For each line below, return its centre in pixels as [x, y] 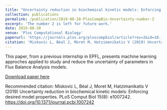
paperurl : [15, 38]
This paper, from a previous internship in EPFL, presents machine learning [81, 56]
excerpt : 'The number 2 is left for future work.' [59, 24]
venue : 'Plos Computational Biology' [44, 33]
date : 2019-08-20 [23, 28]
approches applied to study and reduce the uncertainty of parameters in [79, 61]
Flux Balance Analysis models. [36, 67]
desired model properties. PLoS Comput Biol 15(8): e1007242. [68, 97]
